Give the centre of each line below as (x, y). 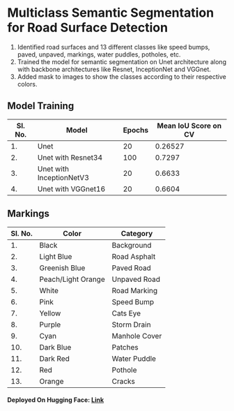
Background (132, 245)
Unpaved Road (136, 279)
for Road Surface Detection (88, 28)
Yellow (50, 313)
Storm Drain (131, 324)
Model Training (41, 106)
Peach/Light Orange (72, 279)
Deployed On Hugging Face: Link (56, 400)
